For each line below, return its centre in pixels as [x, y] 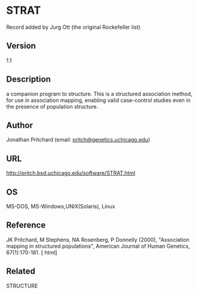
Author [19, 125]
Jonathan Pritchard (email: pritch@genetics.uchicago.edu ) [78, 140]
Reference [26, 225]
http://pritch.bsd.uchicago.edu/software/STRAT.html [71, 173]
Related [21, 271]
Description [28, 79]
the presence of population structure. [52, 106]
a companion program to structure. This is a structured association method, [99, 94]
